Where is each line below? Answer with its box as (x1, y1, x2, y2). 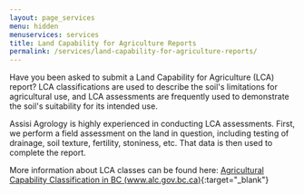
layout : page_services (9, 13, 95, 23)
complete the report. (9, 147, 86, 159)
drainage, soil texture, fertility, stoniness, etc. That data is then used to (9, 138, 273, 149)
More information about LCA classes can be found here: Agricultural (9, 165, 265, 176)
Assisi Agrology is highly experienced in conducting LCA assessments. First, (9, 119, 296, 130)
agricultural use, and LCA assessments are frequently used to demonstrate (9, 92, 289, 102)
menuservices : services (9, 30, 100, 39)
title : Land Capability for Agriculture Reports (9, 38, 197, 48)
